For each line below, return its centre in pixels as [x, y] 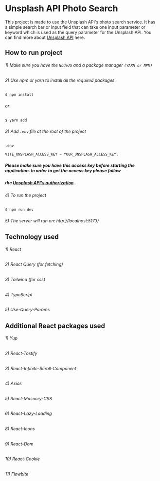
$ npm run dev [19, 210]
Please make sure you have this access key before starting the [70, 165]
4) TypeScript [19, 294]
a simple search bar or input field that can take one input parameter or [75, 27]
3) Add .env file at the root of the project [45, 131]
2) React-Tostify [21, 354]
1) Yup [11, 338]
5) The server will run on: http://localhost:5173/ [52, 221]
